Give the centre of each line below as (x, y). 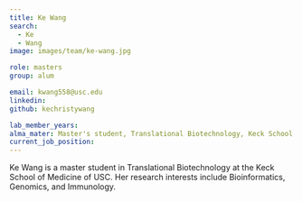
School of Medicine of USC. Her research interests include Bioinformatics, (147, 178)
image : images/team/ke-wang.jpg (70, 51)
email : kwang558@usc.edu (56, 92)
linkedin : (28, 100)
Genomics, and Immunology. (62, 187)
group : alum (32, 76)
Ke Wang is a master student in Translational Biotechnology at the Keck (142, 168)
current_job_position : (52, 142)
